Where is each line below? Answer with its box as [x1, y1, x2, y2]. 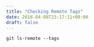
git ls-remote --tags [6, 36, 60, 42]
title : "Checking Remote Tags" [6, 8, 83, 15]
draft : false [6, 19, 38, 25]
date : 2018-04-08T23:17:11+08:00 [6, 14, 89, 20]
